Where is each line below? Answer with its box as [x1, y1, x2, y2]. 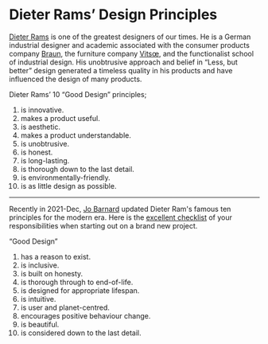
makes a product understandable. [20, 130, 132, 140]
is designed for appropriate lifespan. [20, 285, 140, 295]
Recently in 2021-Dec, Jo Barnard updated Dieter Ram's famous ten [9, 204, 231, 213]
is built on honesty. [20, 268, 84, 278]
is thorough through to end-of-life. [20, 277, 134, 287]
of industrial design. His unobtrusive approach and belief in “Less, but [9, 57, 238, 67]
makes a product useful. [20, 113, 100, 123]
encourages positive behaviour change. [20, 311, 151, 320]
